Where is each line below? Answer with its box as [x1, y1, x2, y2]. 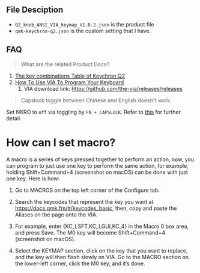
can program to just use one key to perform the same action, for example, [6, 162, 189, 169]
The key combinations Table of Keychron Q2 [14, 72, 125, 79]
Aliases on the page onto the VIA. [14, 210, 98, 218]
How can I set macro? [6, 135, 116, 149]
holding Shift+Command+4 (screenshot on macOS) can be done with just [6, 168, 188, 176]
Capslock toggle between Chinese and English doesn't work [20, 96, 171, 104]
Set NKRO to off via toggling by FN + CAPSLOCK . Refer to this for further [6, 108, 181, 115]
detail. [6, 114, 22, 122]
